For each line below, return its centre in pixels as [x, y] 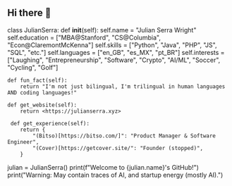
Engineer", [23, 142]
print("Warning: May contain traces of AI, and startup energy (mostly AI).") [115, 175]
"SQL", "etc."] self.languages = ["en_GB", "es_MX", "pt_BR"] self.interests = [116, 52]
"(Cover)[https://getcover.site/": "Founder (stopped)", [118, 148]
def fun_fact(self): [38, 80]
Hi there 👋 [29, 13]
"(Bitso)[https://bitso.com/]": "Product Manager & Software [124, 136]
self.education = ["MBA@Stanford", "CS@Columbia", [84, 37]
